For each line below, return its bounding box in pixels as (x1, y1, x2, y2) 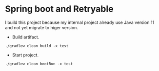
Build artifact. (12, 34, 40, 40)
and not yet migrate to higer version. (5, 24, 78, 30)
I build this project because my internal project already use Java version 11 (5, 19, 155, 25)
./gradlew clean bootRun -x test (5, 61, 73, 66)
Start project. (12, 52, 39, 58)
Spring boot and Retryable (5, 3, 114, 15)
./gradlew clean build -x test (5, 43, 69, 48)
